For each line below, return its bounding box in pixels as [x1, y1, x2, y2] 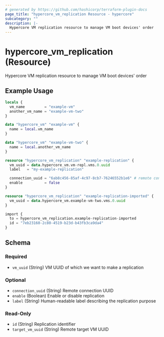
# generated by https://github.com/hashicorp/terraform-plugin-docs [5, 7, 147, 12]
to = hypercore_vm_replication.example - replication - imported [9, 216, 137, 221]
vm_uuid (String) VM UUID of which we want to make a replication [12, 264, 144, 270]
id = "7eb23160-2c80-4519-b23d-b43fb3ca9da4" [9, 220, 104, 226]
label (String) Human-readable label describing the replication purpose [12, 298, 156, 304]
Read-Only [5, 310, 32, 317]
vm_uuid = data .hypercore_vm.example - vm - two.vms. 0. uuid [9, 198, 125, 203]
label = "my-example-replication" [9, 167, 84, 172]
